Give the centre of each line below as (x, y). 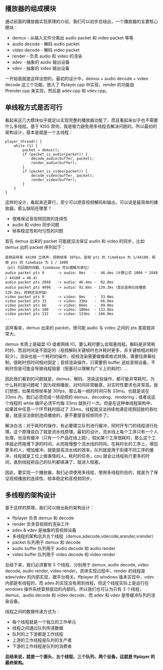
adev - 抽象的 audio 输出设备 (41, 62)
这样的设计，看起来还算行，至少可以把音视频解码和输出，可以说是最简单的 (79, 202)
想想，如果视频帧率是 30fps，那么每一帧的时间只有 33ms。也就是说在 (79, 391)
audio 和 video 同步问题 (36, 225)
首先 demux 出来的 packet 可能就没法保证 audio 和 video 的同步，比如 (75, 241)
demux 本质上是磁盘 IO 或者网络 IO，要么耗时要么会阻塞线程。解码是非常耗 (80, 344)
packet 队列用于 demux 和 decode (46, 542)
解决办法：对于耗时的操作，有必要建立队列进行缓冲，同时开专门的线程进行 (79, 425)
